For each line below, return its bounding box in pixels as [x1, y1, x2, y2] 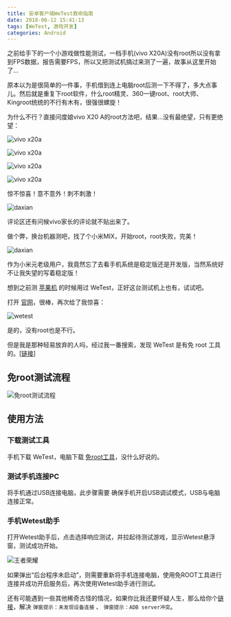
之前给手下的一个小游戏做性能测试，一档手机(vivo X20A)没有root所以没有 [7, 49, 215, 57]
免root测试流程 [7, 372, 71, 383]
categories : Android [7, 29, 67, 37]
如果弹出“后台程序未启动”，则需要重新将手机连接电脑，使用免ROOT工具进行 [7, 571, 222, 579]
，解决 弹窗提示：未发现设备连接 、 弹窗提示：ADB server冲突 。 [13, 603, 177, 611]
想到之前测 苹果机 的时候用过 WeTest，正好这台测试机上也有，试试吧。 [7, 283, 208, 292]
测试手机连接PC [7, 472, 60, 481]
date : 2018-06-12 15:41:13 [7, 17, 85, 23]
